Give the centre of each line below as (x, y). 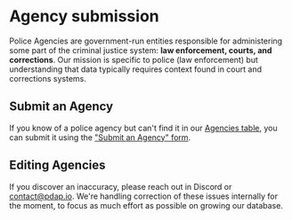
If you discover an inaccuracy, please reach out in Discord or (121, 186)
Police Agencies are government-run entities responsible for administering (146, 41)
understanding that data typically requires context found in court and (136, 69)
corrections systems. (48, 78)
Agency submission (84, 16)
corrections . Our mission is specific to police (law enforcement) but (134, 59)
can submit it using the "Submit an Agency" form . (100, 137)
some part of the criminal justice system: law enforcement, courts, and (141, 50)
